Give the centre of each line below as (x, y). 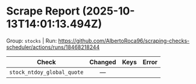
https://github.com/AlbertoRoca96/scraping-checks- (124, 40)
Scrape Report (43, 11)
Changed (103, 62)
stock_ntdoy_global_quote (46, 72)
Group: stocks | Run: (32, 40)
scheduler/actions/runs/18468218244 (53, 47)
